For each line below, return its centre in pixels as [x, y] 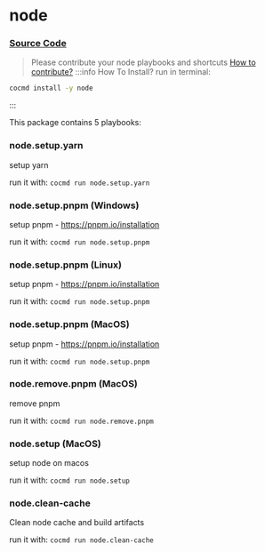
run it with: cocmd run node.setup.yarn [80, 182]
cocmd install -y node [51, 88]
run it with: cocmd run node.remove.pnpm [81, 420]
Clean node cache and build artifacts [77, 523]
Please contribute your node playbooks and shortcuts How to [143, 62]
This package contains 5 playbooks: [76, 123]
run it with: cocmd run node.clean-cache [81, 540]
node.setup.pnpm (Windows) [74, 205]
